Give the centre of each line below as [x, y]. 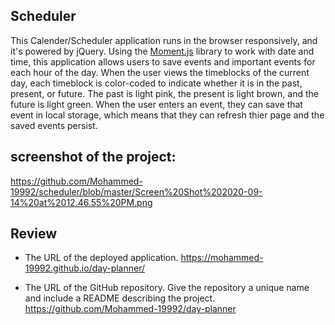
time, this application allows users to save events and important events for [163, 61]
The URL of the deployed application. [101, 258]
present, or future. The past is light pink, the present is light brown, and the [164, 93]
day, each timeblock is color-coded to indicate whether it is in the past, [156, 83]
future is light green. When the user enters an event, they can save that [156, 104]
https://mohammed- [222, 258]
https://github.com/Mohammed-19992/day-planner [130, 309]
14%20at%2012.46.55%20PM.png [81, 202]
